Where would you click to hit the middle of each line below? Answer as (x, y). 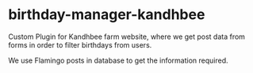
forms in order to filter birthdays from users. (80, 44)
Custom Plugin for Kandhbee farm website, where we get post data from (127, 36)
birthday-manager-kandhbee (107, 15)
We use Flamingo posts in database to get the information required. (118, 60)
